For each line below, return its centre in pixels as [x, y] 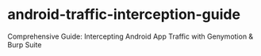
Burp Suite [25, 44]
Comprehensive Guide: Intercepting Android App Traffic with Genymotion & [130, 36]
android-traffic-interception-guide [124, 15]
